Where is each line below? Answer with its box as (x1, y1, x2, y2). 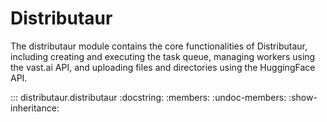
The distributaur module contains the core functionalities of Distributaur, (10, 40, 308, 52)
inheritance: (10, 102, 60, 114)
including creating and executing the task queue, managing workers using (10, 50, 316, 62)
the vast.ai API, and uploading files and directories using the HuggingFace (10, 61, 316, 73)
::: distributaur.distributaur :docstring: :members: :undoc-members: (10, 91, 287, 103)
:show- (288, 91, 318, 103)
